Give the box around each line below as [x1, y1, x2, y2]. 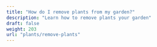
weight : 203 [6, 26, 37, 32]
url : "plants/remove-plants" [6, 32, 81, 38]
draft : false [6, 20, 40, 26]
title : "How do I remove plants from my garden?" [6, 9, 136, 15]
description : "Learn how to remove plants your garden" [6, 15, 152, 21]
